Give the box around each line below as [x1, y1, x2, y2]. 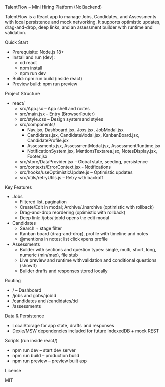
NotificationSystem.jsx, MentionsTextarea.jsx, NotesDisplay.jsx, [27, 148, 158, 154]
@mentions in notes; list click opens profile [19, 236, 108, 242]
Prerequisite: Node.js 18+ [12, 49, 64, 55]
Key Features [5, 184, 32, 190]
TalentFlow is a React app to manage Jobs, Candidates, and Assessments [5, 14, 157, 19]
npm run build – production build [12, 353, 80, 358]
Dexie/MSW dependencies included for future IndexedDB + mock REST [12, 328, 159, 334]
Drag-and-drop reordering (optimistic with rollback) [19, 209, 126, 215]
